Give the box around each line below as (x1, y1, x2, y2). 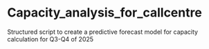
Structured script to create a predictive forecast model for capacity (7, 28, 199, 36)
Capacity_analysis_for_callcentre (7, 5, 202, 21)
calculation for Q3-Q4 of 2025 (7, 35, 94, 43)
